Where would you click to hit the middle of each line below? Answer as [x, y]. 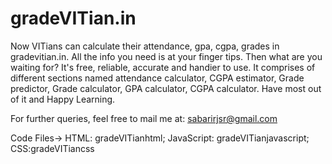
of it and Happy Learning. [63, 99]
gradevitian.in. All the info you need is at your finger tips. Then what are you [166, 56]
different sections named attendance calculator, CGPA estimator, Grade [157, 78]
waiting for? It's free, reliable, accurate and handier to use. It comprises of [163, 67]
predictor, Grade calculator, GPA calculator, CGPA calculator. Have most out [166, 88]
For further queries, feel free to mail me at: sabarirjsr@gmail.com [144, 118]
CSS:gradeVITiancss [52, 148]
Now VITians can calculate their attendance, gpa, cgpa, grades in [145, 46]
